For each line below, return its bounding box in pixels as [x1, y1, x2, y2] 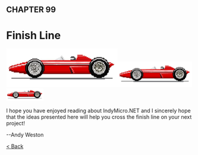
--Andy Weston [6, 131, 44, 138]
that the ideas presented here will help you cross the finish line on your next [6, 113, 192, 121]
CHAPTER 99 [6, 5, 56, 15]
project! [6, 119, 26, 126]
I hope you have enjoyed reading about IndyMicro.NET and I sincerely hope [6, 107, 191, 114]
